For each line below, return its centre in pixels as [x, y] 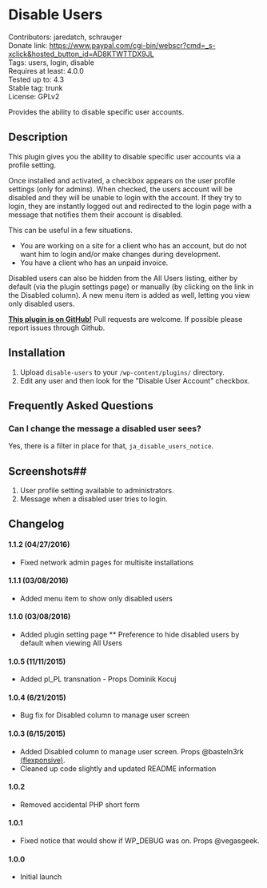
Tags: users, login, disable [51, 62]
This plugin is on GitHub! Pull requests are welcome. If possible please [126, 319]
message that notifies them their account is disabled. [96, 215]
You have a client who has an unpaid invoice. [94, 263]
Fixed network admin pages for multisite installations [107, 562]
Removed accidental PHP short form [80, 804]
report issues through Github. [57, 327]
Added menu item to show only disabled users [96, 598]
